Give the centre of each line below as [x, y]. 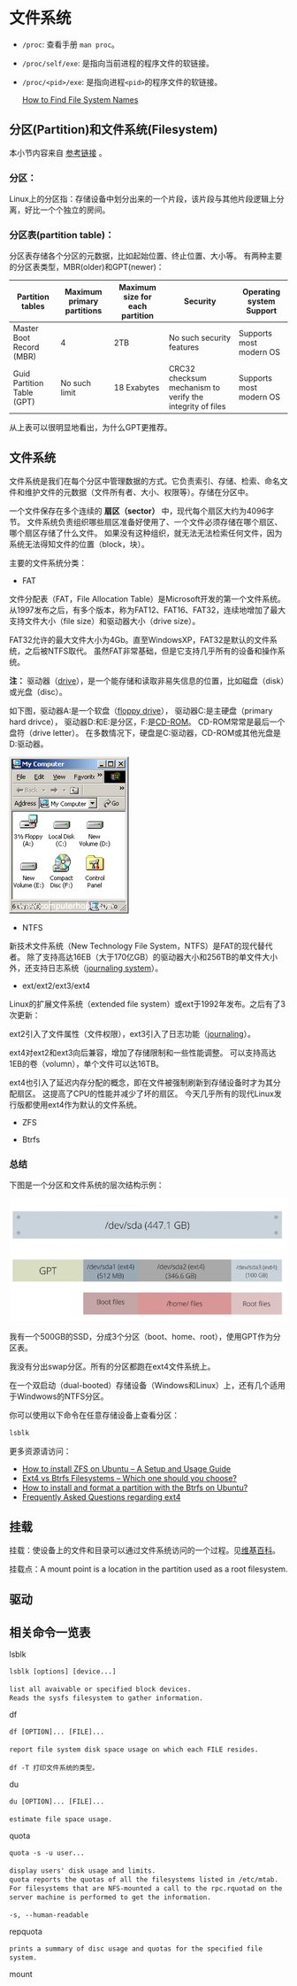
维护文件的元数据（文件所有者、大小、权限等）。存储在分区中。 [139, 491]
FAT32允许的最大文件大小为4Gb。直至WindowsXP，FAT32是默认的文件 [139, 639]
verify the [186, 397]
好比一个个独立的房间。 [67, 210]
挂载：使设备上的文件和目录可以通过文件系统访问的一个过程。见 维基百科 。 [145, 1549]
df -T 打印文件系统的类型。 [54, 1767]
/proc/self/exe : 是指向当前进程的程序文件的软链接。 [118, 63]
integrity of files [197, 406]
